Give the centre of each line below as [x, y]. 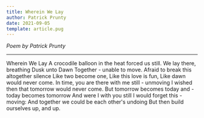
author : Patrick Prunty [36, 18]
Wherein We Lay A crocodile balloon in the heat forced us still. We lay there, [101, 64]
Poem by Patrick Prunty [36, 46]
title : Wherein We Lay [35, 12]
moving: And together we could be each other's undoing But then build [95, 102]
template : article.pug [35, 29]
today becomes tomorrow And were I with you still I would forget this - [94, 96]
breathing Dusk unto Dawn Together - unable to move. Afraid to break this [99, 70]
